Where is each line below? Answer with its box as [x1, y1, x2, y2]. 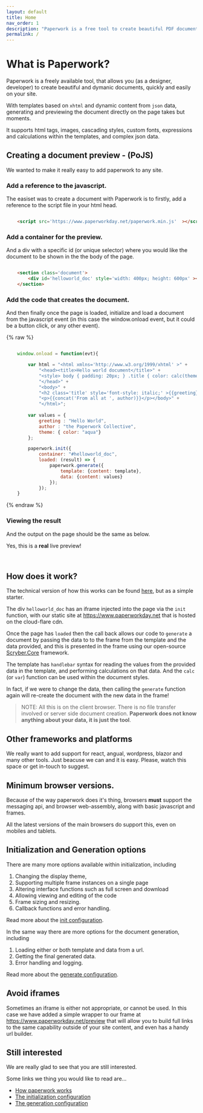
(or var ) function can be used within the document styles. [6, 674, 150, 681]
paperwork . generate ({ [49, 463, 104, 469]
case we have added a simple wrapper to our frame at [6, 1010, 141, 1018]
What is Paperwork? [6, 57, 110, 71]
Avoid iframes [6, 989, 60, 999]
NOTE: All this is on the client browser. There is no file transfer [21, 703, 176, 711]
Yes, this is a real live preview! [6, 542, 82, 549]
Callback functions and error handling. [14, 905, 111, 912]
